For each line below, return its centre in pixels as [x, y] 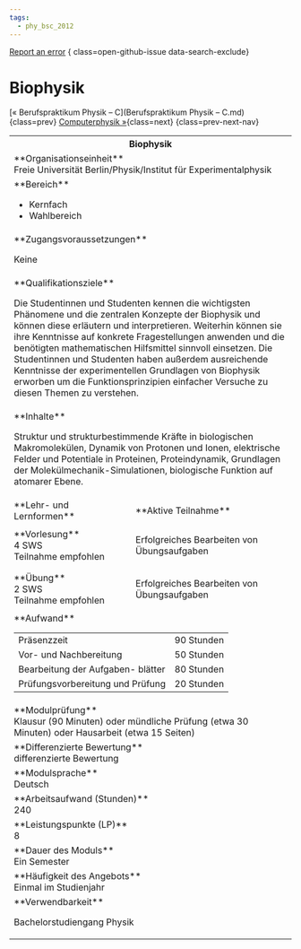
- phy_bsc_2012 [46, 26]
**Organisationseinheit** [69, 159]
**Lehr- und [41, 505]
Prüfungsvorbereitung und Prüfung [92, 684]
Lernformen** [44, 517]
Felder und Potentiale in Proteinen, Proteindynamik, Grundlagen [147, 459]
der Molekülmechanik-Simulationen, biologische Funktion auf [143, 470]
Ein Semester [42, 862]
